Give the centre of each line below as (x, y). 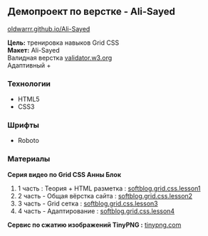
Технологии (29, 83)
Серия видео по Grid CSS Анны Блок (64, 174)
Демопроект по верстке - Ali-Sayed (92, 12)
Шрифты (23, 125)
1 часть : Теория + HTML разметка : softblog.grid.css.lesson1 (109, 188)
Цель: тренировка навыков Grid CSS (63, 43)
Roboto (28, 141)
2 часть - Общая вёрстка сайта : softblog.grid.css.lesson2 (105, 195)
